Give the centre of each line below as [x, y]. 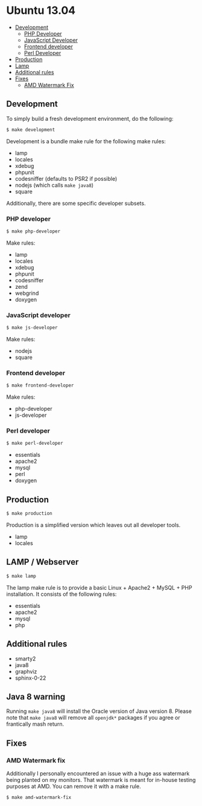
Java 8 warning [36, 696]
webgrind [27, 293]
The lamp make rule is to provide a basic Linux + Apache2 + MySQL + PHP [99, 587]
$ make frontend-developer [40, 385]
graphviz [26, 671]
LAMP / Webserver [43, 562]
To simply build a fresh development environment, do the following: [90, 118]
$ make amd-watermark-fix [39, 798]
